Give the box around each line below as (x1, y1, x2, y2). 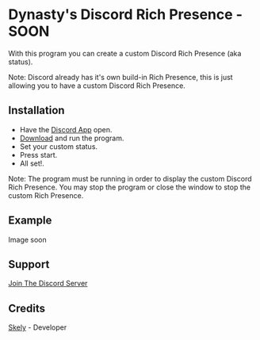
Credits (8, 301, 46, 315)
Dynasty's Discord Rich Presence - (8, 6, 243, 24)
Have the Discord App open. (19, 124, 113, 134)
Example (8, 214, 52, 227)
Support (8, 258, 50, 271)
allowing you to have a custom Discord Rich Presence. (8, 81, 186, 90)
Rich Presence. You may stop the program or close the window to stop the (8, 182, 251, 192)
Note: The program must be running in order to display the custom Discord (8, 174, 252, 183)
